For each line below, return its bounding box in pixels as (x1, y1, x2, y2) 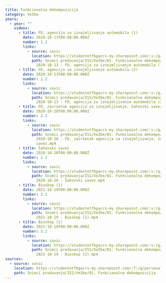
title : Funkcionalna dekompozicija (5, 7, 79, 12)
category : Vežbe (5, 12, 39, 17)
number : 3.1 (23, 192, 48, 197)
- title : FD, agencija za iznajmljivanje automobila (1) (18, 30, 138, 35)
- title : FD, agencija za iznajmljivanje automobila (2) (18, 68, 138, 72)
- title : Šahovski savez (18, 146, 70, 151)
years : (5, 16, 19, 21)
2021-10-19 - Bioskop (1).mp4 (36, 215, 98, 220)
